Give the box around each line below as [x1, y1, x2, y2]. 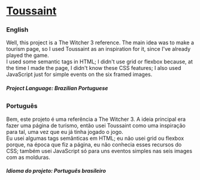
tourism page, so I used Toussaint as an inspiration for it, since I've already [6, 45, 191, 53]
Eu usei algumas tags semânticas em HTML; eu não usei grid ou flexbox [6, 135, 184, 142]
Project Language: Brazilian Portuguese [6, 85, 108, 92]
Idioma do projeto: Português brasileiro [6, 167, 107, 175]
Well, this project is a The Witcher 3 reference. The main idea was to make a [6, 39, 195, 46]
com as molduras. [6, 154, 51, 161]
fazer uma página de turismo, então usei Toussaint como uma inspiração [6, 121, 186, 129]
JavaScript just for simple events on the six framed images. [6, 71, 153, 78]
